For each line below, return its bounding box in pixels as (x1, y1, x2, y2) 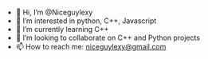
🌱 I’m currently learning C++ (15, 25, 109, 33)
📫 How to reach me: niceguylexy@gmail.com (15, 42, 167, 51)
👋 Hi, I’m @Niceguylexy (15, 8, 93, 17)
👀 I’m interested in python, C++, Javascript (15, 16, 157, 26)
